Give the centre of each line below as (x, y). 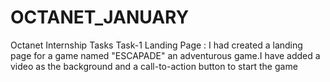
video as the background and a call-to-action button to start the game (154, 66)
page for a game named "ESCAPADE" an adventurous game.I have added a (165, 55)
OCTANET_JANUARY (100, 17)
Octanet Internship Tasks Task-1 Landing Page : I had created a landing (156, 45)
